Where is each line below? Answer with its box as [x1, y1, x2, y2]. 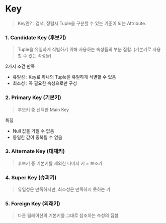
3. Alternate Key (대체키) [5, 148, 65, 155]
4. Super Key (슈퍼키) [5, 174, 57, 181]
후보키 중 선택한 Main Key [17, 106, 69, 113]
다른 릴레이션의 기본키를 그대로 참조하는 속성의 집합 [17, 212, 119, 218]
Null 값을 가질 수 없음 [12, 128, 54, 134]
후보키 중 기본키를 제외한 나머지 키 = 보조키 [17, 160, 103, 166]
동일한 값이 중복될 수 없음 [12, 134, 63, 140]
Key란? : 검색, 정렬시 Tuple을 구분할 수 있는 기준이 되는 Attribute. [17, 20, 147, 26]
